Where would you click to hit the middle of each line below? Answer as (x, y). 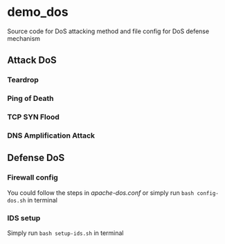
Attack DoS (32, 60)
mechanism (24, 38)
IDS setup (24, 218)
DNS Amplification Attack (51, 135)
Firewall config (33, 178)
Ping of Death (30, 99)
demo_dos (38, 12)
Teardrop (23, 80)
